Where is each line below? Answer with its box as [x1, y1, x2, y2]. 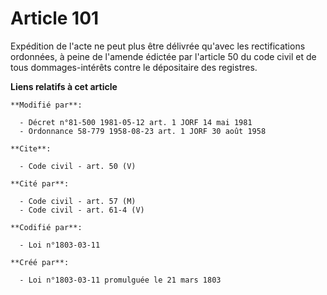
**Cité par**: [10, 178, 70, 189]
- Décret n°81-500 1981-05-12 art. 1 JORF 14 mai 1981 [19, 117, 253, 127]
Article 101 [10, 7, 100, 30]
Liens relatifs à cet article [10, 80, 118, 92]
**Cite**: [10, 143, 52, 154]
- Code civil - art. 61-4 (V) [19, 205, 145, 215]
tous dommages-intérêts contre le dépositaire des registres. [10, 61, 258, 73]
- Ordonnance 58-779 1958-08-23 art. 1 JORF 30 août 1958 [19, 126, 267, 136]
